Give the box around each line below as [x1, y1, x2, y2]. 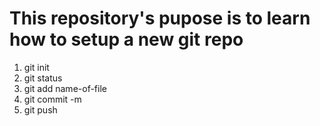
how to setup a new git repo [9, 28, 244, 51]
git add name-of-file [23, 82, 107, 94]
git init [23, 61, 50, 73]
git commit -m [23, 93, 82, 105]
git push [23, 103, 58, 116]
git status [23, 72, 63, 84]
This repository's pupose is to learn [9, 7, 311, 30]
